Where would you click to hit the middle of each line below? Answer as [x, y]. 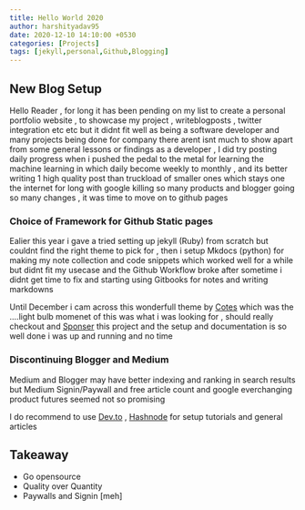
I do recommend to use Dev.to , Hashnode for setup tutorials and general [147, 416]
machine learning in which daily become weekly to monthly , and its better [149, 168]
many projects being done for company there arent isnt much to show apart [151, 139]
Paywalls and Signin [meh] [72, 496]
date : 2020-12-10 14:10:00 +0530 [73, 35]
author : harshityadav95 [55, 26]
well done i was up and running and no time [91, 336]
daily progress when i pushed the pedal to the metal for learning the [137, 158]
